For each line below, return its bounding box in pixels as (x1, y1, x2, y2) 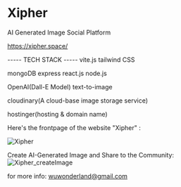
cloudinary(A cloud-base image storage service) (7, 96, 149, 105)
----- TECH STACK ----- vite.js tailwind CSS (7, 55, 135, 64)
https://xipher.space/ (7, 41, 68, 50)
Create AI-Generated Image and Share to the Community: (7, 150, 175, 159)
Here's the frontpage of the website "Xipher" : (7, 123, 141, 131)
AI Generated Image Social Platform (7, 28, 111, 37)
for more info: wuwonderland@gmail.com (7, 172, 128, 180)
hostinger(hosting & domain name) (7, 110, 108, 118)
